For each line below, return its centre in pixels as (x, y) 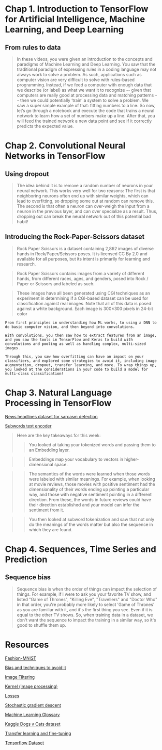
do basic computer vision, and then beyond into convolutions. (70, 327)
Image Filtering (20, 677)
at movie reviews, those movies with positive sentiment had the (92, 484)
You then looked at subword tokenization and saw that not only (92, 519)
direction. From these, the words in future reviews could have (90, 499)
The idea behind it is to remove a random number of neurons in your (85, 186)
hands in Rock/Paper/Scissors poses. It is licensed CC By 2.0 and (82, 254)
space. (61, 464)
